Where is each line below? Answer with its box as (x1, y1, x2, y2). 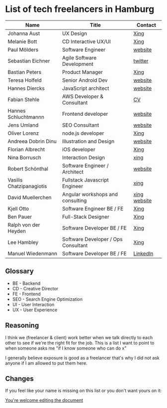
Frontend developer (62, 110, 108, 117)
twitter (133, 57, 149, 64)
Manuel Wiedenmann (7, 250, 58, 257)
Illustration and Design (62, 138, 115, 145)
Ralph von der (7, 221, 40, 228)
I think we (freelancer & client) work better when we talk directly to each (5, 334, 153, 340)
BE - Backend (12, 280, 41, 286)
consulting (62, 197, 87, 204)
